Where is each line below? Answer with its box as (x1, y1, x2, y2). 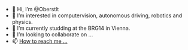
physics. (11, 18, 33, 25)
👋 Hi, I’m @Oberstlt (11, 6, 59, 12)
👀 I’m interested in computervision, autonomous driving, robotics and (11, 12, 183, 19)
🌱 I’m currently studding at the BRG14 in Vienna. (11, 24, 131, 32)
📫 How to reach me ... (11, 37, 68, 45)
